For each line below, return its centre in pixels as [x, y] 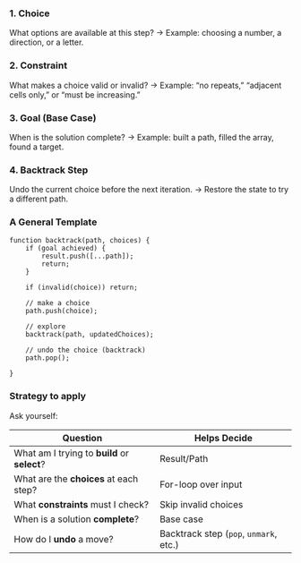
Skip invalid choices [202, 504]
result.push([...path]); [88, 256]
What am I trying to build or [72, 453]
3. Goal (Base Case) [53, 117]
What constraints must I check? [82, 504]
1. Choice [30, 13]
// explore [46, 327]
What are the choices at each [76, 479]
